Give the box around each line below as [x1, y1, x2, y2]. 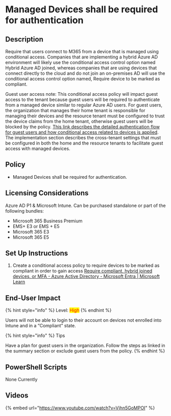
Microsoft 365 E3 [12, 228, 50, 235]
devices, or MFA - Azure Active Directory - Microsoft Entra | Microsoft [12, 273, 160, 280]
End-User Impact [5, 294, 61, 302]
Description [5, 35, 43, 44]
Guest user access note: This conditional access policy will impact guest [5, 91, 158, 97]
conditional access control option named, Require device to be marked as [5, 76, 160, 81]
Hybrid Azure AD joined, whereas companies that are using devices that [5, 65, 157, 71]
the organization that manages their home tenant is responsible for [5, 108, 145, 113]
